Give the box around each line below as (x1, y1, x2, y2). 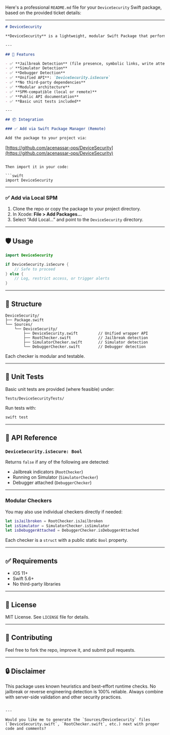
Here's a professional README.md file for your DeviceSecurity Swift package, (5, 5, 162, 10)
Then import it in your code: (5, 164, 69, 169)
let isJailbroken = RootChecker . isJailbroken (5, 518, 103, 524)
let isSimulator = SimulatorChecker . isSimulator (5, 523, 110, 528)
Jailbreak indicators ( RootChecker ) (12, 469, 83, 475)
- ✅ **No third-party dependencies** (5, 80, 86, 85)
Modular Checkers (5, 497, 52, 504)
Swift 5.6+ (12, 575, 34, 581)
